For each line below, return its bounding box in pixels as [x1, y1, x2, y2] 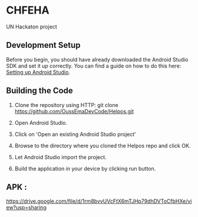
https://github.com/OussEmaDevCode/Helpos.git [14, 108, 134, 115]
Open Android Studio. [14, 119, 68, 126]
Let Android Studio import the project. [14, 153, 107, 160]
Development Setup [6, 40, 81, 50]
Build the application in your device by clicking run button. [14, 165, 156, 172]
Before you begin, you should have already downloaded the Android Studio [6, 56, 189, 63]
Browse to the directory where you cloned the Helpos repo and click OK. [14, 142, 191, 149]
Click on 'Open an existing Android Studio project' [14, 131, 137, 138]
